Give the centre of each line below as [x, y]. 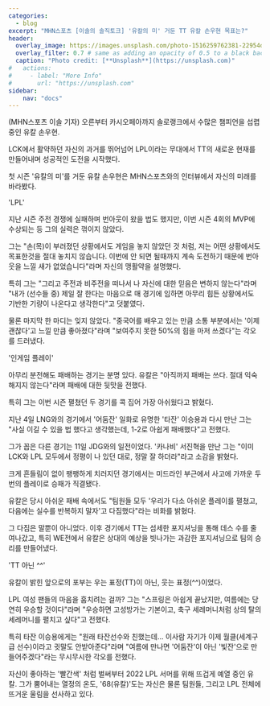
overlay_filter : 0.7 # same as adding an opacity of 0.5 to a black [133, 53]
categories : [28, 16]
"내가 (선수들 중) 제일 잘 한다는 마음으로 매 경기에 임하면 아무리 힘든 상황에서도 [131, 294]
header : [21, 38]
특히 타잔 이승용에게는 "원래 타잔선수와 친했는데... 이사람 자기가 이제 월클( [124, 637]
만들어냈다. [41, 548]
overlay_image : [41, 46]
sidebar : [23, 91]
